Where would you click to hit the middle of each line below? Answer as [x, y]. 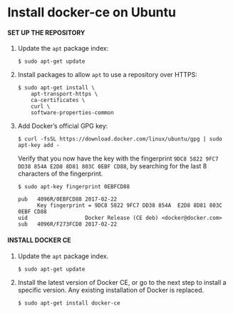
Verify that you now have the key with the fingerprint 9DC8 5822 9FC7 [118, 158]
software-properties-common [72, 113]
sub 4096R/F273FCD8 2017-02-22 [67, 224]
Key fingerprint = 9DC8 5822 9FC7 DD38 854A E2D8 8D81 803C [129, 206]
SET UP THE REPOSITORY [46, 32]
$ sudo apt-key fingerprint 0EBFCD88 [74, 187]
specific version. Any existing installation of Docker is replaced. [111, 290]
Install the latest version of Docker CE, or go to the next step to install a [122, 282]
